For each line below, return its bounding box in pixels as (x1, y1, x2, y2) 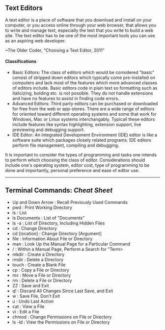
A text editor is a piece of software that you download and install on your (5, 17, 152, 23)
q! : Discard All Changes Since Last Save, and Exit (12, 288, 113, 294)
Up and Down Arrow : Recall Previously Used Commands (12, 199, 128, 205)
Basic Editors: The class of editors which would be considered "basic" (12, 70, 155, 76)
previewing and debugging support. (12, 127, 85, 133)
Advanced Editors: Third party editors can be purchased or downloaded (12, 101, 158, 107)
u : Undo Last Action (12, 298, 54, 304)
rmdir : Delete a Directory (12, 256, 64, 262)
